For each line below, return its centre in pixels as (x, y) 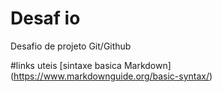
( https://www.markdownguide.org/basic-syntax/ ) (111, 76)
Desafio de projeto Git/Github (71, 46)
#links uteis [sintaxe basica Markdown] (91, 65)
